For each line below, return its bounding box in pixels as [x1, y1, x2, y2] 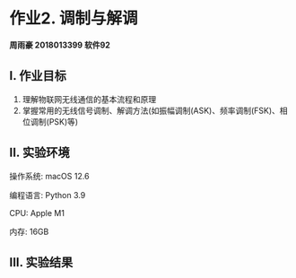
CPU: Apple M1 [9, 207, 65, 218]
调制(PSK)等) [30, 116, 79, 126]
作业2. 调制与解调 [9, 8, 138, 29]
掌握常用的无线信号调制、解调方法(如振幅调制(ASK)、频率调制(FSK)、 [22, 105, 281, 116]
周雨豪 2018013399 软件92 [9, 39, 110, 50]
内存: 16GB [9, 226, 49, 237]
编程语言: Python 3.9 [9, 189, 86, 200]
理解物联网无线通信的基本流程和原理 [22, 93, 157, 104]
